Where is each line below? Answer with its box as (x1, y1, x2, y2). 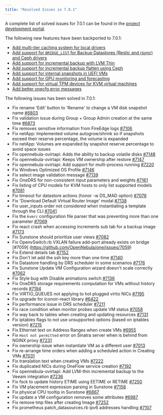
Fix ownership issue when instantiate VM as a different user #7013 (12, 343, 145, 348)
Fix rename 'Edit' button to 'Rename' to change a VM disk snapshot (12, 105, 147, 110)
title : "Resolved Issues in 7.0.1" (5, 7, 77, 12)
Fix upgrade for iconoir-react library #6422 (12, 296, 99, 302)
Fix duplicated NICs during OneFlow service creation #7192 (12, 363, 131, 369)
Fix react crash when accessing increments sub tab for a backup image (12, 223, 156, 229)
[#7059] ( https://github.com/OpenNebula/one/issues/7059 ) (12, 244, 132, 250)
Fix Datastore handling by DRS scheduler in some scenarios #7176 (12, 260, 145, 266)
